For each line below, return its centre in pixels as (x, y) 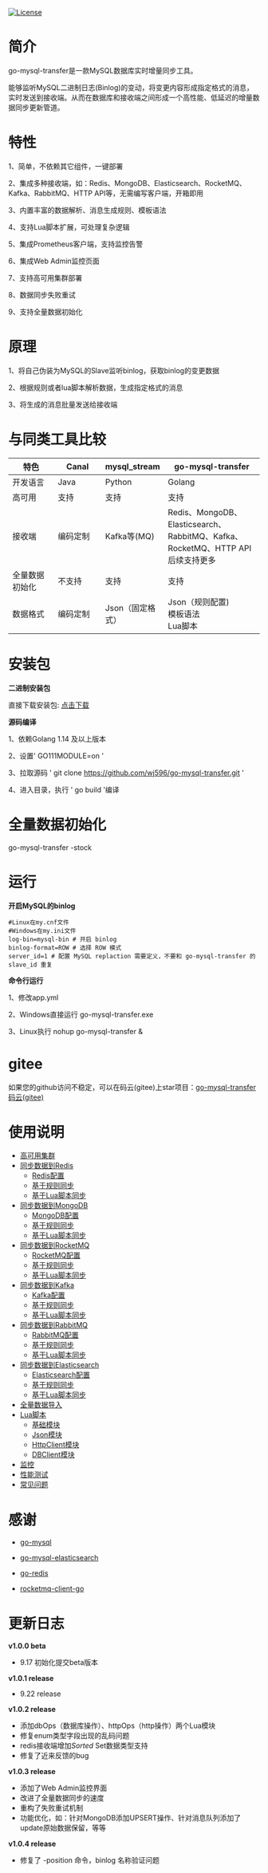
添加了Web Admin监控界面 (63, 1788)
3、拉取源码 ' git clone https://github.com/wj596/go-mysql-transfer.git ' (126, 773)
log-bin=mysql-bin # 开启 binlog (63, 939)
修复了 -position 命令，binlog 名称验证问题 (90, 1860)
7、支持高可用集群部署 (45, 277)
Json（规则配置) (199, 602)
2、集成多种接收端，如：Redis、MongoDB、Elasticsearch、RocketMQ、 (127, 183)
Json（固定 (126, 608)
